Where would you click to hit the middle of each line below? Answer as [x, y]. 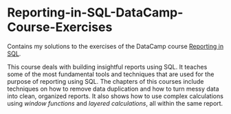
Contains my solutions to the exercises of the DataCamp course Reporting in [115, 46]
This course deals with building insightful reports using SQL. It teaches [107, 67]
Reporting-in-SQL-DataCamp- [95, 13]
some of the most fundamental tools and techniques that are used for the [111, 74]
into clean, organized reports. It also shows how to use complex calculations [115, 96]
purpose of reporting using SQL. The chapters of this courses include [106, 81]
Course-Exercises [60, 27]
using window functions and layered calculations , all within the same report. [115, 103]
